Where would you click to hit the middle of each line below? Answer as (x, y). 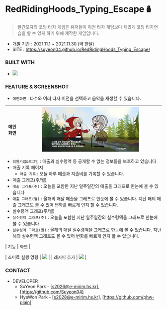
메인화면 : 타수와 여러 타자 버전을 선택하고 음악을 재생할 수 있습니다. (77, 98)
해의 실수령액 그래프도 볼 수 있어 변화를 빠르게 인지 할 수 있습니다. (76, 236)
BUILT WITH (20, 62)
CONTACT (18, 270)
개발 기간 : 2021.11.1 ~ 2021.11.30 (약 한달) (53, 44)
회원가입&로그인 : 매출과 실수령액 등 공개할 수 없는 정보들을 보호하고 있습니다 (84, 161)
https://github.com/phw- (129, 297)
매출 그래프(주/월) (30, 180)
